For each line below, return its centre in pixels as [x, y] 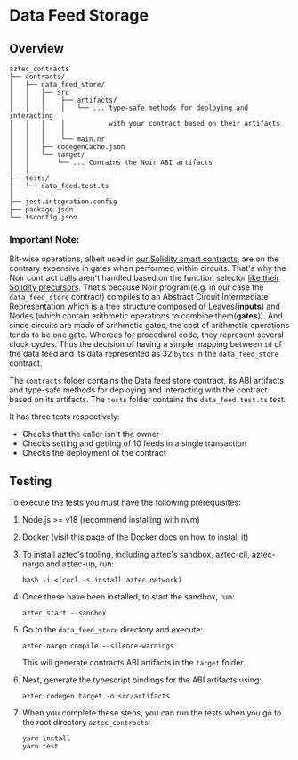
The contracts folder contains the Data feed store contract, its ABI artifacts [147, 381]
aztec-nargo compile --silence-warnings [98, 646]
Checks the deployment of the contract [94, 453]
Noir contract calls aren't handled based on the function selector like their [145, 278]
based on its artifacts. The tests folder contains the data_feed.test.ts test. [148, 400]
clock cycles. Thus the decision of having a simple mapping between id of [145, 344]
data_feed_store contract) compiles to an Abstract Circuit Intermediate [139, 297]
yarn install [46, 739]
